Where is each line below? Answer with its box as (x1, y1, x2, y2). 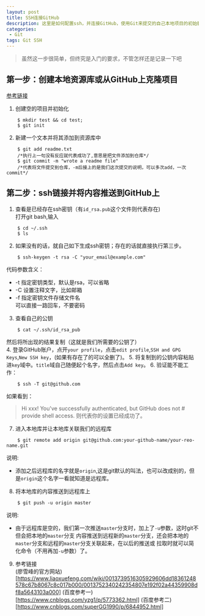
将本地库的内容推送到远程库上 (15, 487, 90, 495)
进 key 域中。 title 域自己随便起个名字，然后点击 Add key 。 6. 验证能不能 (6, 361, 184, 369)
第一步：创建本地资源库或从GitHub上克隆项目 (6, 75, 178, 85)
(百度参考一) (62, 588, 93, 596)
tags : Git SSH (6, 37, 43, 43)
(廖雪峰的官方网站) (15, 568, 63, 575)
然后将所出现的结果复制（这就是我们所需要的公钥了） (6, 338, 140, 345)
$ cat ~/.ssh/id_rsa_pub (17, 326, 81, 333)
